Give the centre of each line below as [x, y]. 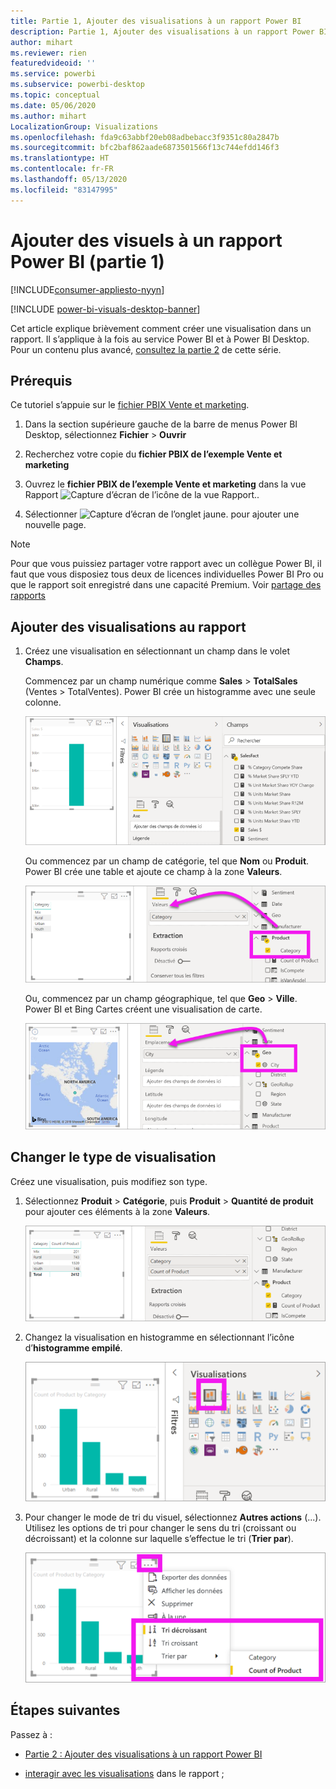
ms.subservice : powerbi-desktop [77, 85]
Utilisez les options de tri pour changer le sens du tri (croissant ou [160, 1527]
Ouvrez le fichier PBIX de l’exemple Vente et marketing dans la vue [165, 484]
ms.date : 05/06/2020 [53, 105]
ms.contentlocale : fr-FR [62, 169]
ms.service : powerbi [53, 74]
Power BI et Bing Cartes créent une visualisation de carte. [143, 1009]
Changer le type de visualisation [113, 1157]
